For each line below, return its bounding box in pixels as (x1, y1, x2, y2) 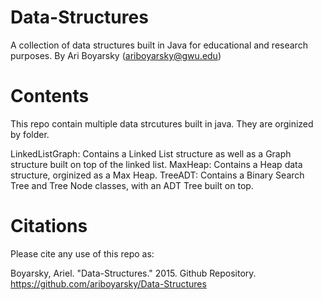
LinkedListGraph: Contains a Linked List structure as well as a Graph (10, 147, 292, 160)
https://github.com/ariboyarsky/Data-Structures (10, 277, 207, 290)
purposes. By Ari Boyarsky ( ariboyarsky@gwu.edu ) (10, 49, 222, 61)
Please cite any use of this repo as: (10, 247, 155, 260)
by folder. (10, 128, 50, 140)
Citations (10, 215, 88, 238)
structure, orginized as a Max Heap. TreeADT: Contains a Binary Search (10, 169, 305, 181)
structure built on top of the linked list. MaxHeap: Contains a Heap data (10, 158, 303, 170)
